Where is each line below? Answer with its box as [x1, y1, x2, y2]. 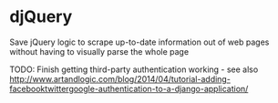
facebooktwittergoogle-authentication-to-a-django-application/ [9, 83, 249, 94]
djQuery [9, 6, 73, 27]
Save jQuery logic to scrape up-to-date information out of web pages [9, 36, 270, 47]
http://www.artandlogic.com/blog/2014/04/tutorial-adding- [9, 73, 231, 84]
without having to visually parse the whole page [9, 46, 190, 57]
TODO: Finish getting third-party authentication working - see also [9, 64, 259, 75]
